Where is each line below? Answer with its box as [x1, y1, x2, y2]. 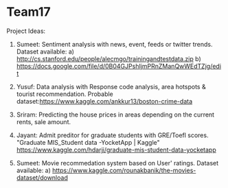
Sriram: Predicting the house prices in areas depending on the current [16, 110, 214, 119]
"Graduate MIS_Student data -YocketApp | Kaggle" [16, 138, 161, 146]
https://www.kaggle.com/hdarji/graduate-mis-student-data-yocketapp [16, 145, 217, 154]
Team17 [6, 4, 51, 20]
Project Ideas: [6, 27, 46, 35]
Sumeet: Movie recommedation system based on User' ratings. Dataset [16, 158, 219, 167]
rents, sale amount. [16, 117, 71, 126]
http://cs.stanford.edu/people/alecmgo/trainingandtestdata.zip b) [16, 54, 202, 62]
